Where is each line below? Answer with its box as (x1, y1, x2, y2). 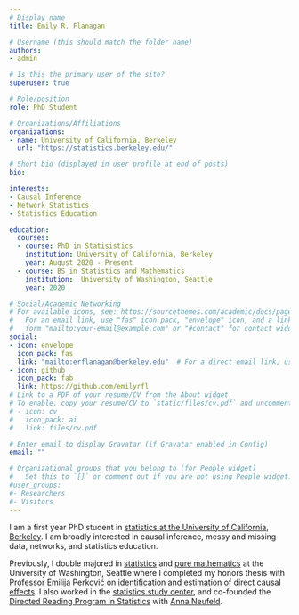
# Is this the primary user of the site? (9, 70, 166, 79)
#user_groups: (9, 480, 62, 489)
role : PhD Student (9, 102, 77, 111)
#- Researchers (9, 488, 66, 497)
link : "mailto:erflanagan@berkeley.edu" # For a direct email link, (17, 357, 280, 366)
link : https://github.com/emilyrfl (17, 382, 149, 391)
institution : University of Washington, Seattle (25, 275, 214, 283)
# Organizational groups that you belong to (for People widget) (9, 464, 256, 473)
